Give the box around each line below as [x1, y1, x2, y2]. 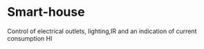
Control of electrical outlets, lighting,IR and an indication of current [7, 27, 197, 35]
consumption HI [7, 34, 53, 42]
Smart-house [7, 4, 85, 20]
